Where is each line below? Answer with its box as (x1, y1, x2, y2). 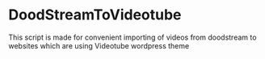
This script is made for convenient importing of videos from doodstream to (8, 32, 257, 42)
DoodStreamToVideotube (8, 6, 182, 24)
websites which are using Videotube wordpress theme (8, 40, 190, 50)
